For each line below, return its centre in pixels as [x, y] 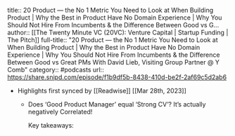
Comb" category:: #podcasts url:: [56, 70]
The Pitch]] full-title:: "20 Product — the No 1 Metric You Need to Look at [113, 40]
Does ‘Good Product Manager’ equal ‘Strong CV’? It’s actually [117, 104]
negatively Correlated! [60, 112]
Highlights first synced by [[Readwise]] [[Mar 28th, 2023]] [102, 91]
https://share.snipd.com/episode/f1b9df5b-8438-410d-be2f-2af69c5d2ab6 [117, 77]
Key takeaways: [51, 125]
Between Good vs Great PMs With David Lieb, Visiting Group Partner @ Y [114, 62]
